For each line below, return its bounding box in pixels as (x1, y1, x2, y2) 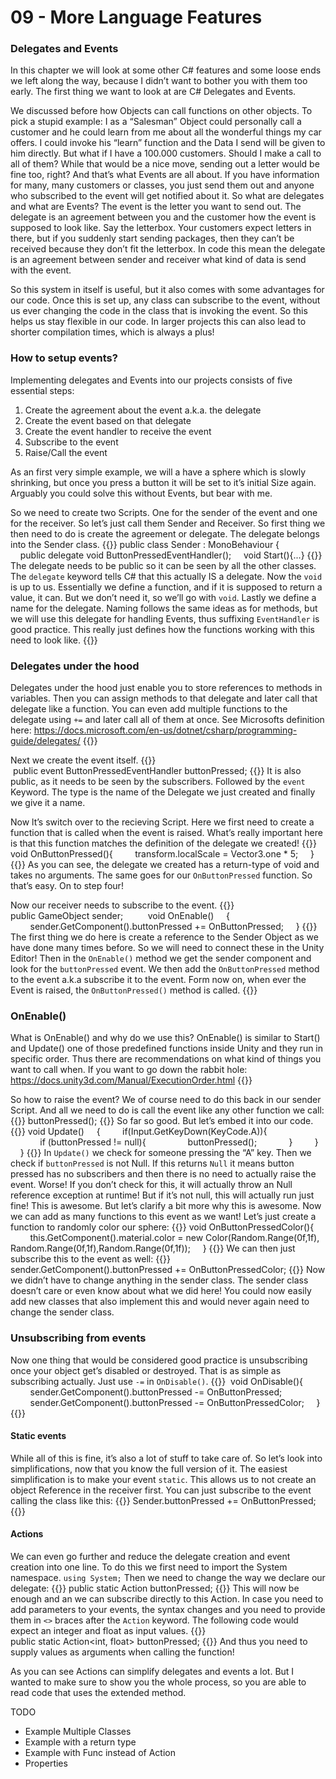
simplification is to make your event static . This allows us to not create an (10, 1473, 317, 1485)
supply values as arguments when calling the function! (10, 1646, 235, 1658)
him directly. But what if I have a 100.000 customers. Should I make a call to (10, 147, 322, 160)
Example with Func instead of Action (24, 1747, 176, 1759)
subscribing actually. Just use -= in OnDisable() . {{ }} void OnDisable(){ (10, 1375, 304, 1387)
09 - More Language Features (10, 6, 263, 29)
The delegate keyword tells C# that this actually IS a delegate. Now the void (10, 570, 323, 582)
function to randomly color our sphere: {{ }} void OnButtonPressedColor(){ (10, 1221, 315, 1233)
